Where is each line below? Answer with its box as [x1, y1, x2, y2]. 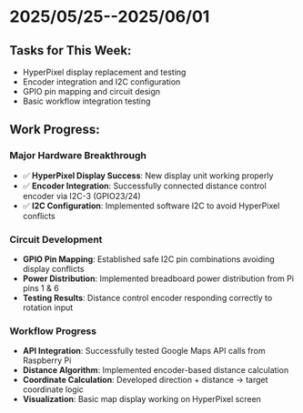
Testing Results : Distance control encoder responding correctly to [22, 292, 273, 303]
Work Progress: [9, 122, 100, 137]
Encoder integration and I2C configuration [22, 76, 181, 87]
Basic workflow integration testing [22, 96, 151, 106]
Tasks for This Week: [9, 43, 132, 58]
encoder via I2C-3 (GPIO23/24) [22, 190, 141, 201]
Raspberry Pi [22, 355, 72, 366]
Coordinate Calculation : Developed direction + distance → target [22, 375, 268, 386]
